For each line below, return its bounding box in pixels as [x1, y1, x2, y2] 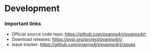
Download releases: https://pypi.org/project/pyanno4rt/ [11, 36, 122, 42]
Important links [4, 20, 42, 27]
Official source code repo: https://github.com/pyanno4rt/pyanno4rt [11, 31, 146, 37]
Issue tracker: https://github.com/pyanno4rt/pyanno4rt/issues [11, 42, 136, 48]
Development [4, 3, 60, 14]
